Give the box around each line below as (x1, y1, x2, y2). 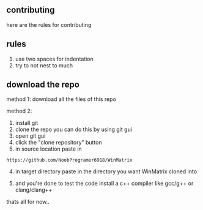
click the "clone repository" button (15, 139, 102, 146)
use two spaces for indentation (15, 55, 94, 62)
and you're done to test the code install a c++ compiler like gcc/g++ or (15, 180, 194, 187)
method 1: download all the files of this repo (6, 96, 116, 103)
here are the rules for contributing (6, 21, 92, 28)
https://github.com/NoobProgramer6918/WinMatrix (6, 157, 133, 163)
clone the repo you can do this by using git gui (15, 126, 133, 133)
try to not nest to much (15, 61, 73, 69)
